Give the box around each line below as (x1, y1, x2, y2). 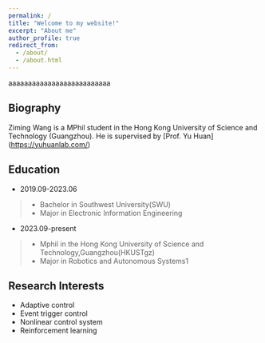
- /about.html (15, 57, 62, 65)
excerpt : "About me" (8, 26, 77, 34)
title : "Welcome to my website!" (8, 19, 120, 27)
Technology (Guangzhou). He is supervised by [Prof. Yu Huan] (8, 131, 214, 141)
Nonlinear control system (19, 317, 103, 327)
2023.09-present (19, 223, 77, 233)
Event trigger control (19, 309, 88, 318)
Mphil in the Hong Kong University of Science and (39, 239, 204, 249)
